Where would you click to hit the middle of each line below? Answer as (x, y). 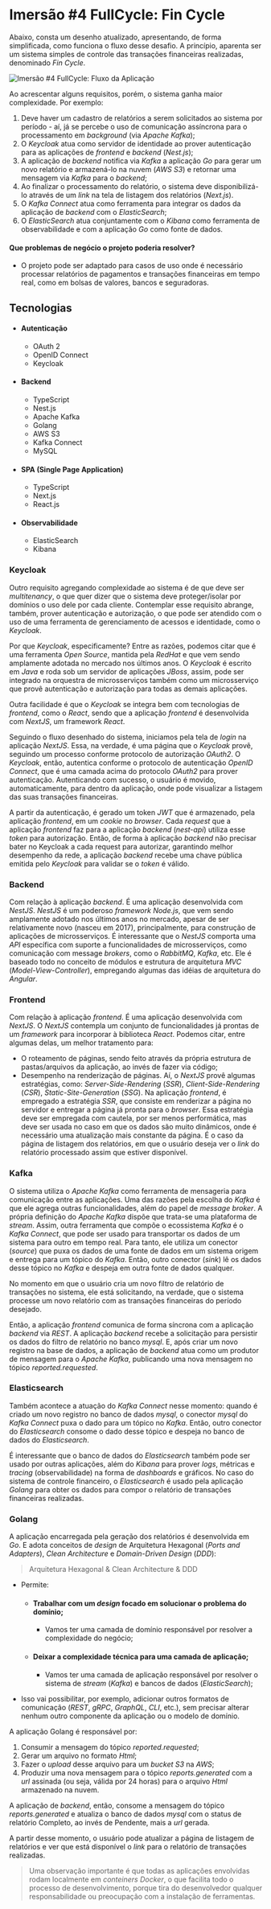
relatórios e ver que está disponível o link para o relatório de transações (128, 1846)
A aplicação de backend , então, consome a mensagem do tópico (117, 1805)
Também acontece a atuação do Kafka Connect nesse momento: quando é (133, 1405)
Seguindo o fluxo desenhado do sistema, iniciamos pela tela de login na (128, 737)
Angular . (24, 978)
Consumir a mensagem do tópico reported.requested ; (110, 1746)
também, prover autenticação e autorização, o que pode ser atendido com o (135, 613)
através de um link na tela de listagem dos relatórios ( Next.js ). (131, 195)
